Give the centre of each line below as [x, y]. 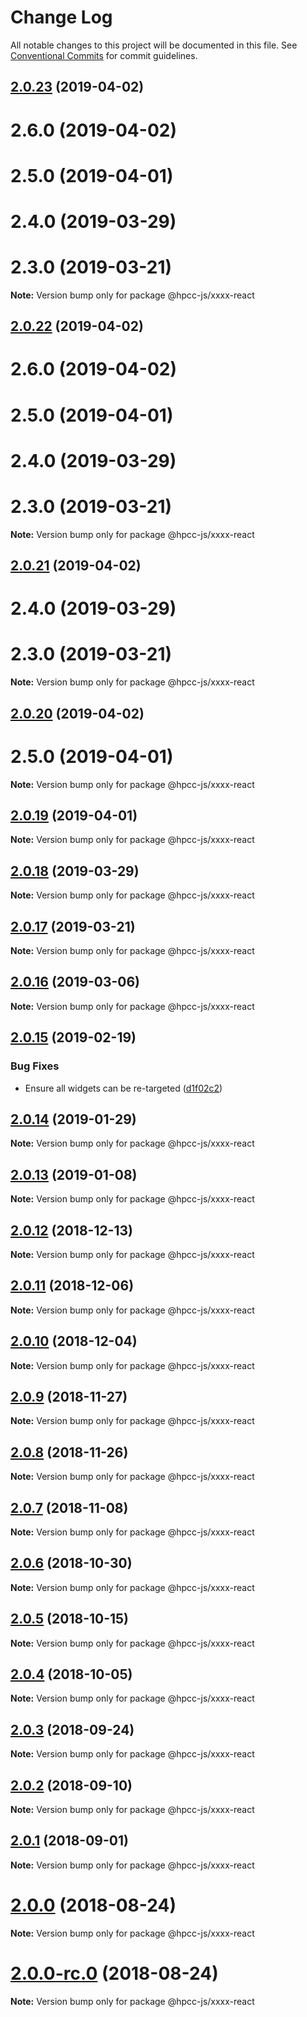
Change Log [61, 17]
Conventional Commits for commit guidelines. [104, 55]
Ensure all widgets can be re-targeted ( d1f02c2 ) [123, 1088]
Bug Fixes [35, 1066]
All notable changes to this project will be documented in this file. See [154, 45]
